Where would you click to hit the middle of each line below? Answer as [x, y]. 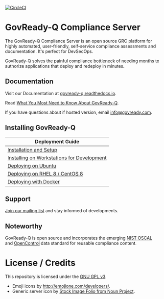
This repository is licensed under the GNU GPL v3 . [56, 276]
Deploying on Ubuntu [32, 166]
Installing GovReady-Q [40, 128]
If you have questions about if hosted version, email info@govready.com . [79, 112]
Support [18, 199]
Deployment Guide [57, 141]
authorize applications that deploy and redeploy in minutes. [65, 66]
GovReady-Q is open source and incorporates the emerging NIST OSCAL [79, 238]
